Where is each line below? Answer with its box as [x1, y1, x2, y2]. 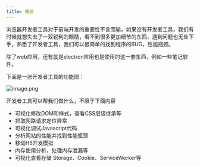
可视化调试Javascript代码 [14, 124, 77, 131]
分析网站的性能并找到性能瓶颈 [14, 131, 88, 139]
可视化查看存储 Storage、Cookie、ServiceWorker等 [14, 154, 142, 161]
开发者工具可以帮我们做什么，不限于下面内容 [6, 97, 116, 104]
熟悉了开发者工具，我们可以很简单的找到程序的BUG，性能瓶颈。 [16, 40, 174, 47]
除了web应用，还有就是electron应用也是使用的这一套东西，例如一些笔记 [6, 53, 183, 60]
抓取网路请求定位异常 [14, 117, 67, 124]
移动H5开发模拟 [14, 139, 54, 146]
